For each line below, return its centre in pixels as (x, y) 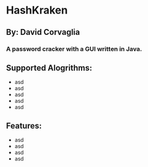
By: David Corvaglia (43, 32)
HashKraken (37, 10)
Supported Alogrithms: (49, 68)
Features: (24, 125)
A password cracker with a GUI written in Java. (74, 49)
